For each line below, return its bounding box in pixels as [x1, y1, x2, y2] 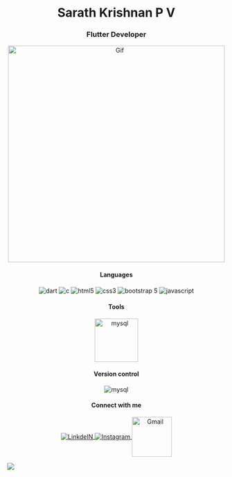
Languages [100, 270, 133, 279]
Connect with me [91, 401, 142, 410]
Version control [93, 370, 140, 379]
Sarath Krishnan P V [57, 5, 176, 21]
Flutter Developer [86, 30, 147, 40]
